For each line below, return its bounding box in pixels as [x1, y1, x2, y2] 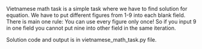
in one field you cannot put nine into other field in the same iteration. [6, 24, 176, 31]
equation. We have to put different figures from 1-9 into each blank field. [6, 11, 186, 19]
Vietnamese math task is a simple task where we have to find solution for [6, 5, 188, 12]
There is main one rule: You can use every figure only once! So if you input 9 [6, 18, 197, 25]
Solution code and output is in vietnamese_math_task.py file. [6, 36, 157, 43]
